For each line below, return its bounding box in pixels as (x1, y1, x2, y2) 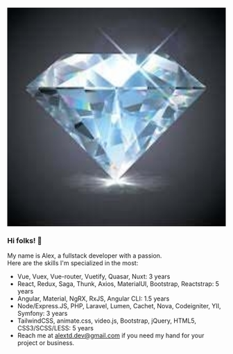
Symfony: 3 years (17, 310, 68, 318)
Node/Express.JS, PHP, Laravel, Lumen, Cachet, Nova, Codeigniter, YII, (17, 302, 221, 310)
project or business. (17, 339, 75, 347)
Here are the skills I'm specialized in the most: (7, 259, 139, 267)
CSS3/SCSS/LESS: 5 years (17, 324, 94, 332)
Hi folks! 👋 (7, 235, 42, 245)
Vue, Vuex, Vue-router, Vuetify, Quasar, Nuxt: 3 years (17, 272, 171, 281)
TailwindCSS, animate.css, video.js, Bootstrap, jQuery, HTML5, (17, 317, 196, 325)
